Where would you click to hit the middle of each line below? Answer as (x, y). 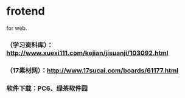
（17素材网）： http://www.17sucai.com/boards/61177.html (92, 70)
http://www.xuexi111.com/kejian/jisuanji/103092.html (87, 53)
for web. (17, 28)
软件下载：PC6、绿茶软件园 (47, 88)
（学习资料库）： (30, 45)
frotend (26, 11)
